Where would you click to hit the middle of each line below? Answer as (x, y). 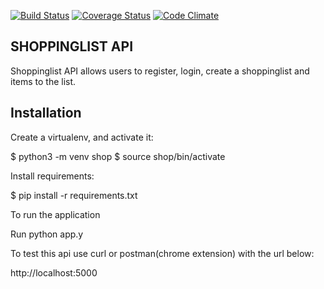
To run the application (55, 214)
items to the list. (43, 81)
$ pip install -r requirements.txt (74, 195)
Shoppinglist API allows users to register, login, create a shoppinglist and (160, 71)
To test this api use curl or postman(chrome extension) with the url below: (162, 253)
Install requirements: (52, 176)
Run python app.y (47, 234)
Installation (46, 113)
